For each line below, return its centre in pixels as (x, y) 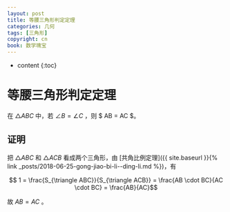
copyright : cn (28, 39)
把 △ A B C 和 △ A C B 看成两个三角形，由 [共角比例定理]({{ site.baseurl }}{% (113, 157)
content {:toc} (37, 65)
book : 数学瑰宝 (27, 46)
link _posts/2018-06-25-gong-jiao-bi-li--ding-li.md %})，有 (92, 166)
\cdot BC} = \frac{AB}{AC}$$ (116, 187)
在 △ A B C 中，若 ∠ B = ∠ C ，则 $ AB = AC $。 (74, 115)
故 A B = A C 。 (27, 202)
